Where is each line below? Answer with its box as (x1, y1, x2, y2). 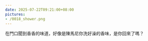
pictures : (5, 12, 26, 17)
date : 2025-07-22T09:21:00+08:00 (5, 7, 74, 12)
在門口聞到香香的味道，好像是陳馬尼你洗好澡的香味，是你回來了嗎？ (5, 31, 144, 37)
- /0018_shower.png (5, 16, 46, 21)
